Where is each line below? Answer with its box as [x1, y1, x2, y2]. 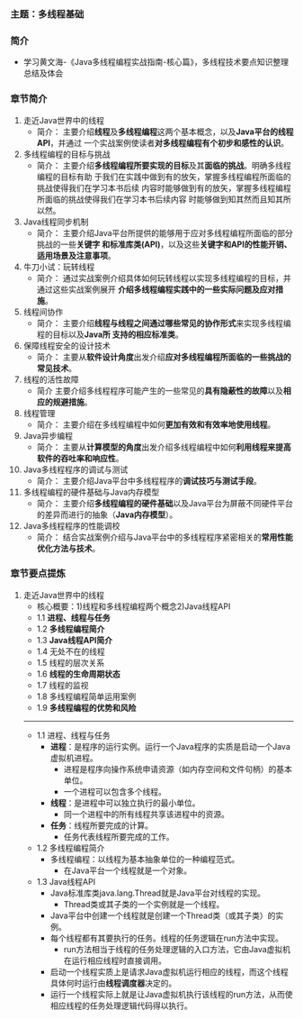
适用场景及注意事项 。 [36, 250, 116, 260]
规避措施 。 [52, 396, 93, 407]
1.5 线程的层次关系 [36, 657, 105, 668]
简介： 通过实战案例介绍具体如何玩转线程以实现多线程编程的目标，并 [36, 272, 291, 283]
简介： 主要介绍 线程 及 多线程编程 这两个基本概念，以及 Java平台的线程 [36, 126, 294, 137]
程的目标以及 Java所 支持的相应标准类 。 [36, 329, 183, 340]
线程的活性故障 [22, 374, 79, 385]
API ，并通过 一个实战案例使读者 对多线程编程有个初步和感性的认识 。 [36, 137, 289, 148]
